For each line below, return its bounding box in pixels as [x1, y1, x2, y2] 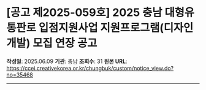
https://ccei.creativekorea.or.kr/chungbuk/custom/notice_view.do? [6, 64, 174, 72]
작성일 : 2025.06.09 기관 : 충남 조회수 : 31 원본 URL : [6, 58, 128, 65]
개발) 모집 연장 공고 [6, 36, 97, 50]
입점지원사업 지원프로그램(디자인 [38, 21, 194, 35]
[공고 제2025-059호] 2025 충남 [6, 6, 162, 20]
